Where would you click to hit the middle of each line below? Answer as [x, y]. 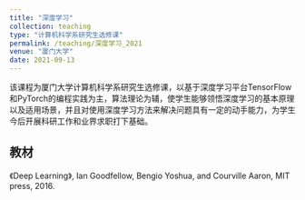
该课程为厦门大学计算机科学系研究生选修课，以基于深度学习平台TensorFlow [151, 87]
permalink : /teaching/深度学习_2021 [76, 43]
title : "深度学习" [42, 18]
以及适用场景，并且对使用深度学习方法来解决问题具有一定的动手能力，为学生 [152, 110]
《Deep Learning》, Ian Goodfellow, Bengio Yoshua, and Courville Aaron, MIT [150, 175]
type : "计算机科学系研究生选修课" [66, 35]
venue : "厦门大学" [42, 52]
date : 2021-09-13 [42, 60]
